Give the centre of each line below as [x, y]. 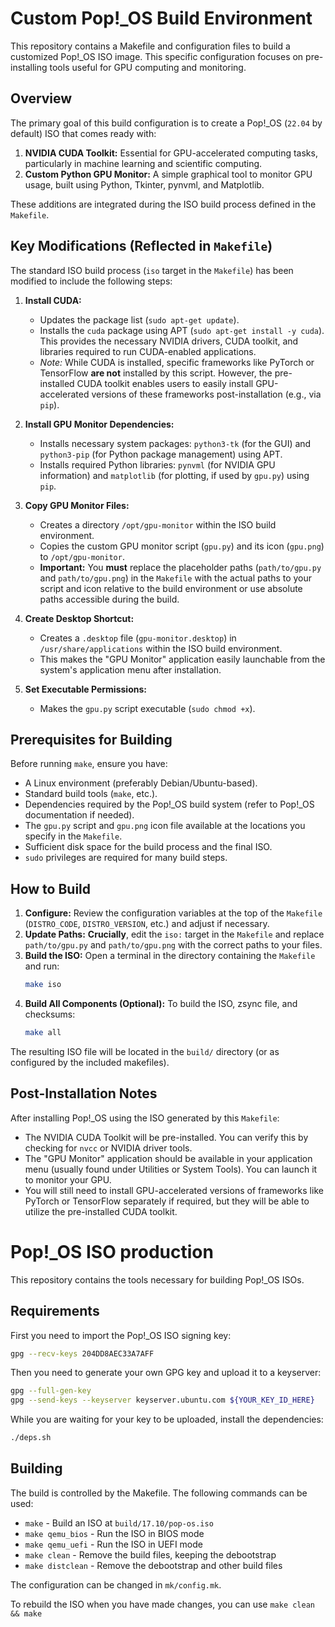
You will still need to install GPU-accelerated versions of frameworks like [174, 1190]
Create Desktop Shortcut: [79, 618]
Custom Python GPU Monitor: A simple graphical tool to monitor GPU [168, 174]
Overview [41, 98]
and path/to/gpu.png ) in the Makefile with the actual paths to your [176, 578]
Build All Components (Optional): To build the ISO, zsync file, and [161, 1004]
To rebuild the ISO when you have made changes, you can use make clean [162, 1604]
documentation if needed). [79, 815]
